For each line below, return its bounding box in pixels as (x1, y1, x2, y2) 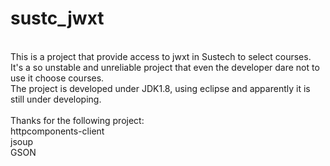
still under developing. (10, 93, 102, 105)
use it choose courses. (10, 72, 105, 84)
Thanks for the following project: (10, 114, 145, 126)
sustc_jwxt (10, 7, 105, 30)
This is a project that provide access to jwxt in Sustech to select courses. (10, 50, 312, 62)
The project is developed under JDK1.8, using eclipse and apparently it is (10, 82, 311, 94)
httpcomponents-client (10, 125, 105, 137)
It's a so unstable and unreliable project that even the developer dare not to (10, 61, 320, 73)
